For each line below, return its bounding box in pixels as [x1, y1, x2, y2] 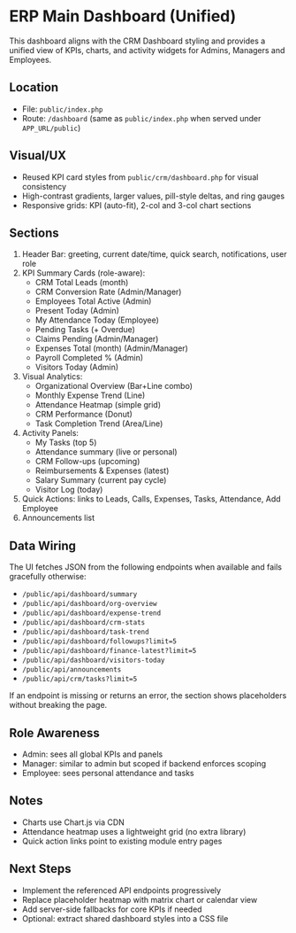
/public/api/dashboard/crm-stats [21, 618, 146, 627]
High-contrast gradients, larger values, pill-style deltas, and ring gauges [21, 190, 285, 201]
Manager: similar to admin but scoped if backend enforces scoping [21, 758, 267, 768]
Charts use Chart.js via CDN [21, 817, 125, 828]
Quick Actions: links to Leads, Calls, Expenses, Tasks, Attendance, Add [21, 494, 281, 504]
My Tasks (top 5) [34, 437, 97, 448]
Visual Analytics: [21, 371, 83, 382]
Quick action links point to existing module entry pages [21, 836, 223, 846]
